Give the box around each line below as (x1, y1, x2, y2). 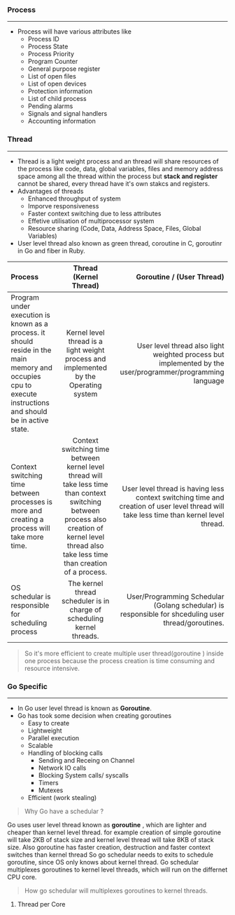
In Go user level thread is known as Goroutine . (17, 704, 152, 712)
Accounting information (27, 117, 97, 126)
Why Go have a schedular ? (24, 807, 104, 815)
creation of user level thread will (119, 501, 225, 511)
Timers (38, 778, 59, 787)
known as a (10, 319, 49, 328)
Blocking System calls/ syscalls (38, 770, 129, 780)
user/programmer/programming (120, 367, 225, 377)
